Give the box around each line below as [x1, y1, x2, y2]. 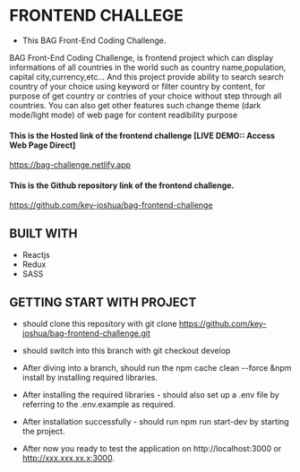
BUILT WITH [9, 226, 78, 241]
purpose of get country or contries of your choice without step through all [9, 90, 282, 101]
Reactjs [21, 250, 51, 261]
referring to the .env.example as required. [21, 399, 176, 409]
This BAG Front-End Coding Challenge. [21, 35, 167, 46]
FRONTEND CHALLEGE [9, 5, 184, 26]
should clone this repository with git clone [21, 318, 177, 329]
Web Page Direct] [9, 140, 76, 150]
